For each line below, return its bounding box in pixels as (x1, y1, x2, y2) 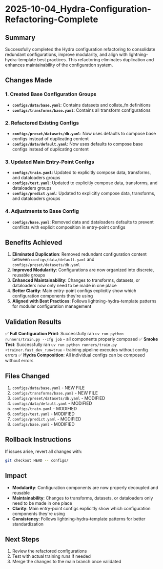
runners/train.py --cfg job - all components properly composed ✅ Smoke (5, 336, 158, 342)
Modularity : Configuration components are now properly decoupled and (12, 484, 159, 491)
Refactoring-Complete (5, 14, 99, 25)
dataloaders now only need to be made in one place (12, 283, 117, 289)
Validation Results (5, 318, 61, 326)
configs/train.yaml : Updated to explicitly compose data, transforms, (12, 170, 151, 175)
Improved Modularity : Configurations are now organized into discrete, (12, 267, 154, 273)
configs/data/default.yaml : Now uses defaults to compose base (12, 141, 143, 147)
